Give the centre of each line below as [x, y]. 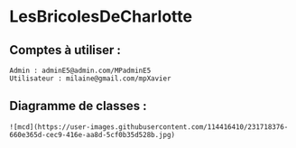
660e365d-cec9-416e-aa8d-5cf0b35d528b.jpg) [92, 134]
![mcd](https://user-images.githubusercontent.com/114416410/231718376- [149, 127]
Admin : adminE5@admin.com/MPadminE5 [80, 70]
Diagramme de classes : [78, 106]
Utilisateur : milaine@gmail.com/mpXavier [90, 79]
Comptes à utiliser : [65, 50]
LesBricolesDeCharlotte [101, 17]
